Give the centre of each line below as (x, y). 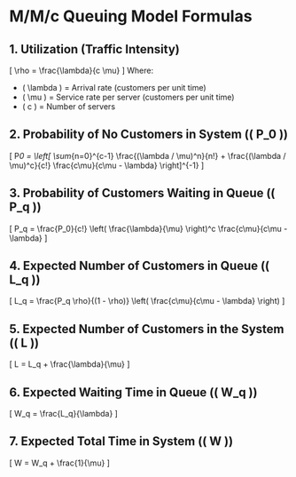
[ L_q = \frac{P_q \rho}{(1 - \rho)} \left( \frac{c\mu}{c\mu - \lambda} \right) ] (147, 301)
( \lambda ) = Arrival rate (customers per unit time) (114, 87)
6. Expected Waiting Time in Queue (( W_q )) (133, 392)
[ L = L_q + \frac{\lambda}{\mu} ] (70, 364)
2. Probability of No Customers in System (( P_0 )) (149, 135)
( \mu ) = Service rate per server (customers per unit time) (128, 97)
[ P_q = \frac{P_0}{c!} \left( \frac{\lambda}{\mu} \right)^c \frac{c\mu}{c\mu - (148, 228)
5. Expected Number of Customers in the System (147, 329)
